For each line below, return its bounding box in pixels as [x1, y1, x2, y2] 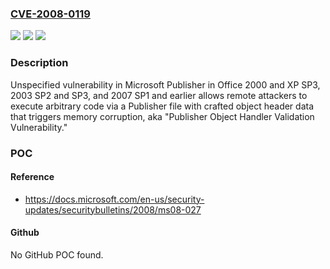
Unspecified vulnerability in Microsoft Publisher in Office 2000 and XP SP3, [10, 78, 321, 91]
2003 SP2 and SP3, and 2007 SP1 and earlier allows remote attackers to [10, 89, 308, 101]
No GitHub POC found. [10, 248, 104, 261]
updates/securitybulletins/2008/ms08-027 [24, 203, 202, 216]
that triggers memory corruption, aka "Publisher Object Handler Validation [10, 110, 315, 122]
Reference [10, 171, 55, 183]
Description [10, 56, 69, 70]
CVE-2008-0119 [10, 7, 91, 21]
